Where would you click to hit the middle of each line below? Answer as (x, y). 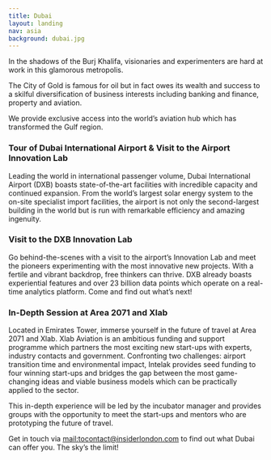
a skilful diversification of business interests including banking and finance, (133, 95)
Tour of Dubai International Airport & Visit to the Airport (119, 148)
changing (24, 382)
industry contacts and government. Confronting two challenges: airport (127, 356)
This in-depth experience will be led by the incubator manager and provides (135, 406)
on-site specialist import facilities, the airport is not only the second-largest (134, 201)
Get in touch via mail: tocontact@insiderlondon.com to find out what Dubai (131, 439)
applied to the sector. (44, 390)
